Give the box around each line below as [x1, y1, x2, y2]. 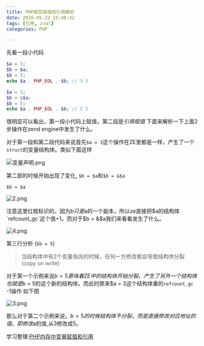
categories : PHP [6, 26, 47, 32]
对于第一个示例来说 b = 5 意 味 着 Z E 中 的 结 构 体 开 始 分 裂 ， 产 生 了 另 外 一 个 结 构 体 [6, 272, 197, 279]
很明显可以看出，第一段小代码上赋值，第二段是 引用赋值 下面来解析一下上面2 [6, 118, 198, 125]
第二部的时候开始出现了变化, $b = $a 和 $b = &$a [6, 172, 125, 179]
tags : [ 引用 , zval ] [6, 20, 54, 26]
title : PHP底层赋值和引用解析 [6, 9, 75, 15]
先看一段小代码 [6, 49, 44, 56]
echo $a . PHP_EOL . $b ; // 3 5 [6, 77, 88, 84]
